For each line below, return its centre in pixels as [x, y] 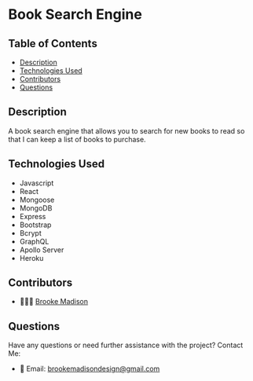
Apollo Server [42, 250]
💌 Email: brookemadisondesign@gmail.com [90, 369]
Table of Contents [53, 44]
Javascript [37, 183]
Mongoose [37, 200]
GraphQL [34, 241]
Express [33, 216]
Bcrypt [30, 233]
